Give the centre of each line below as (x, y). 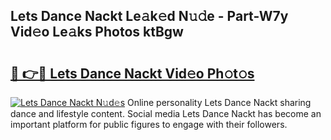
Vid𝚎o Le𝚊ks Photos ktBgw (97, 32)
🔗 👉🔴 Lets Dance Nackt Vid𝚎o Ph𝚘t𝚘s (132, 73)
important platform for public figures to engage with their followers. (149, 124)
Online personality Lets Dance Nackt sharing (219, 102)
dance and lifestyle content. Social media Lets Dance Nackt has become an (166, 113)
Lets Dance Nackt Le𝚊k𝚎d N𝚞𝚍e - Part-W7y (149, 16)
